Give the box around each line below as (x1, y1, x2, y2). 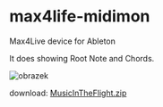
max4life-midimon (9, 6, 150, 27)
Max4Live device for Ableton (9, 36, 116, 46)
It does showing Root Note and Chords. (9, 53, 155, 63)
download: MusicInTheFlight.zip (9, 87, 127, 98)
